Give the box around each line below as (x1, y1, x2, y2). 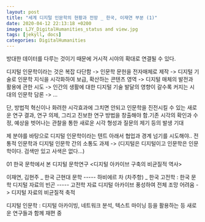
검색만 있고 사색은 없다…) (24, 147, 85, 155)
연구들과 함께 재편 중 (12, 209, 62, 216)
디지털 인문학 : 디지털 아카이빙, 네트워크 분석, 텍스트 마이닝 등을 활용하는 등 (6, 202, 185, 209)
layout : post (6, 9, 40, 15)
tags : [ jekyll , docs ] (6, 32, 62, 38)
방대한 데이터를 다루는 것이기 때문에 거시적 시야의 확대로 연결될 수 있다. (6, 55, 176, 62)
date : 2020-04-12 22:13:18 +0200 (6, 20, 92, 26)
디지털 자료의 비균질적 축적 (11, 189, 75, 196)
